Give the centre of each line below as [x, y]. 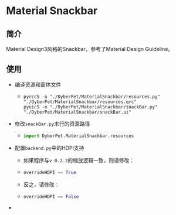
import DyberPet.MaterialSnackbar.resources [79, 136]
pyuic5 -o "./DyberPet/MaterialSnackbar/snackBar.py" [90, 107]
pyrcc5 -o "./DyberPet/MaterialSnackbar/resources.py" [92, 97]
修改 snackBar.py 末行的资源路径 [52, 124]
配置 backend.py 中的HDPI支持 [49, 148]
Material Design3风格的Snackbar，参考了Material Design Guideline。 [90, 49]
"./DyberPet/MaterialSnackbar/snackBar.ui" [77, 112]
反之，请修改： [41, 184]
